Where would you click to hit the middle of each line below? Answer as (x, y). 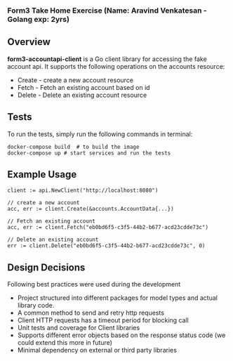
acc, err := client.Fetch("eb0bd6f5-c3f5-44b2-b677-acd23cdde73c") (108, 228)
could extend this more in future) (65, 343)
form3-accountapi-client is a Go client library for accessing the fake (107, 59)
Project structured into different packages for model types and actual (117, 298)
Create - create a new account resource (75, 80)
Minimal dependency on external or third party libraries (97, 350)
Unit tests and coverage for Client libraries (79, 328)
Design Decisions (46, 267)
